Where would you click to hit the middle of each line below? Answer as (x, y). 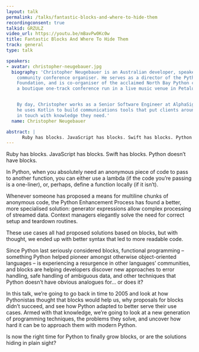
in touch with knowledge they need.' (63, 115)
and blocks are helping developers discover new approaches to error (90, 269)
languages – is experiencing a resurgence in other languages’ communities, (98, 263)
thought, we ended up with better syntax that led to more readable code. (95, 239)
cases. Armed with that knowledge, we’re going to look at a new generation (98, 313)
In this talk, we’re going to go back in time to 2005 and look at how (87, 294)
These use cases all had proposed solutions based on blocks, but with (92, 233)
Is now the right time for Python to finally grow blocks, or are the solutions (96, 337)
